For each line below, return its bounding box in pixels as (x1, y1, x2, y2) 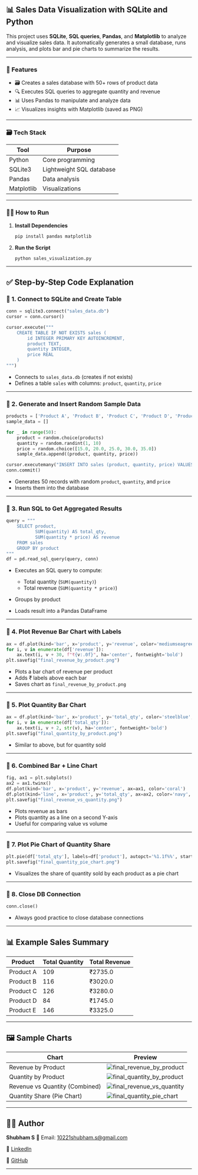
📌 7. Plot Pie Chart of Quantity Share (6, 840, 111, 849)
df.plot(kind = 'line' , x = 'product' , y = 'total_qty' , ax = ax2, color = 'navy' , (6, 791, 192, 797)
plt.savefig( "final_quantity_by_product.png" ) (6, 731, 123, 737)
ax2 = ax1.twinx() (6, 780, 51, 787)
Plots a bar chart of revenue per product (14, 668, 113, 675)
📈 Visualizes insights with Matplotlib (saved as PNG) (14, 105, 143, 113)
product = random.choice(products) (16, 435, 104, 441)
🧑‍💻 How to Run (6, 209, 49, 217)
